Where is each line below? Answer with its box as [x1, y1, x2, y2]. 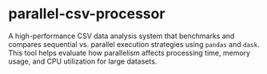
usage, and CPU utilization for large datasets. [8, 56, 157, 66]
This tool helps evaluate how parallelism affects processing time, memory [8, 48, 250, 57]
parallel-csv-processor [8, 5, 165, 23]
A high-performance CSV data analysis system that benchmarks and [8, 31, 235, 41]
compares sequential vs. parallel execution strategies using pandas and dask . [8, 39, 260, 49]
